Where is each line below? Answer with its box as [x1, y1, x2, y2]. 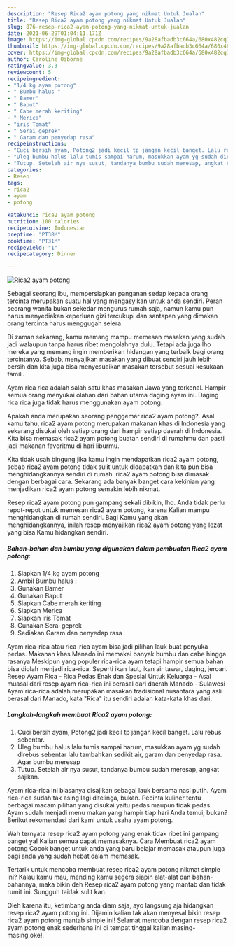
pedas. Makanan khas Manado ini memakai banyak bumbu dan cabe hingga [7, 650, 227, 658]
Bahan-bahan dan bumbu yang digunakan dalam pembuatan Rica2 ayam [7, 544, 227, 553]
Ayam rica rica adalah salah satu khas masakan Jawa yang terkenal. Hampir [7, 383, 226, 392]
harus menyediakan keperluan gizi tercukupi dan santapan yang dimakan [7, 312, 218, 320]
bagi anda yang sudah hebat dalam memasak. [7, 852, 140, 861]
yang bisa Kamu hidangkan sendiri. [7, 528, 108, 537]
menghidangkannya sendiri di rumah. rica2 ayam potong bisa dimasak [7, 470, 210, 479]
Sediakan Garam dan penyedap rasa [17, 629, 122, 637]
